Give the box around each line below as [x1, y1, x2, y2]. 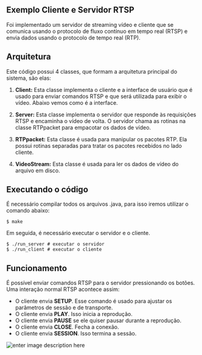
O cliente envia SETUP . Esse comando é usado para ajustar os [15, 298, 172, 305]
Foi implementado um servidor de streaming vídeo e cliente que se [6, 21, 174, 28]
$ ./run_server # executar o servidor [6, 241, 105, 247]
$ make [6, 219, 23, 225]
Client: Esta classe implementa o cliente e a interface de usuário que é [15, 86, 193, 93]
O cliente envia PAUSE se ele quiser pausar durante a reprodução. [15, 317, 181, 325]
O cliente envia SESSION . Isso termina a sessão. [15, 330, 137, 337]
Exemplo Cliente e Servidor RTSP [6, 5, 135, 15]
